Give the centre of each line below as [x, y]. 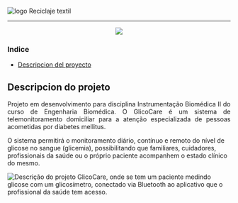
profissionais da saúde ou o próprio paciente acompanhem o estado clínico [118, 155]
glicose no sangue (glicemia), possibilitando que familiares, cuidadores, [112, 148]
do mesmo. [24, 163]
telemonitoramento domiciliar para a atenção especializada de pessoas [119, 119]
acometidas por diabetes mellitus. [57, 127]
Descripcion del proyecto [55, 65]
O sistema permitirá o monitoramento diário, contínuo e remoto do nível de [116, 141]
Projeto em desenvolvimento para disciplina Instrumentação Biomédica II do [119, 104]
